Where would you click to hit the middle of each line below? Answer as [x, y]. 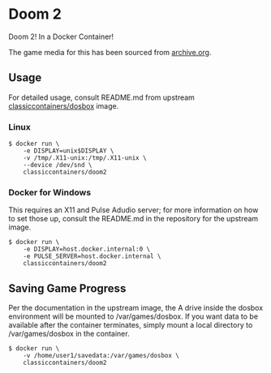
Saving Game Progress [67, 288]
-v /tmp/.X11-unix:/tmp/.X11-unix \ [85, 158]
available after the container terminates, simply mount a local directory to [131, 325]
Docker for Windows [50, 192]
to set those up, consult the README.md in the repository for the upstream [133, 219]
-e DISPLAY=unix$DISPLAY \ [69, 151]
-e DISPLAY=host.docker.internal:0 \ [87, 249]
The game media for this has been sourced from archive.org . [110, 52]
